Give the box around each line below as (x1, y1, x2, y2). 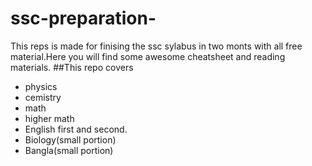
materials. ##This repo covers (10, 61, 134, 73)
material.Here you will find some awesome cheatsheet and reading (10, 50, 286, 62)
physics (24, 80, 58, 92)
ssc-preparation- (10, 7, 157, 30)
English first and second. (24, 123, 128, 135)
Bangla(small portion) (24, 144, 114, 156)
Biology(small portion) (24, 133, 117, 146)
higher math (24, 112, 75, 124)
